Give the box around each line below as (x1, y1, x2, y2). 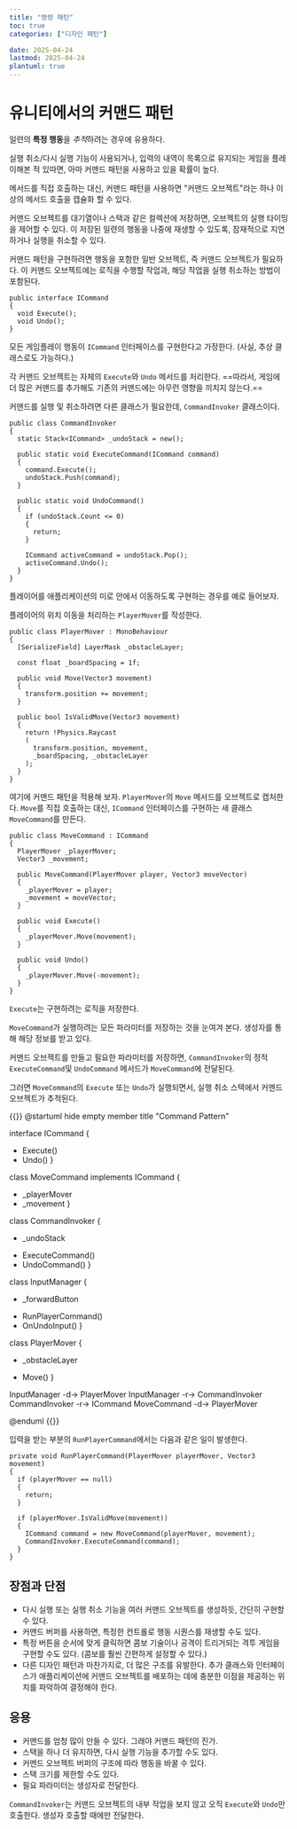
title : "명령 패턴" (9, 12, 74, 22)
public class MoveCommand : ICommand (9, 831, 149, 840)
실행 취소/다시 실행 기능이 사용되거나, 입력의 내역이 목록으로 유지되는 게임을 (9, 153, 270, 163)
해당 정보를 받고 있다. (18, 1032, 92, 1043)
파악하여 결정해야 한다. (38, 1682, 118, 1692)
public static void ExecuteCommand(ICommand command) (17, 450, 220, 459)
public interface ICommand (9, 294, 109, 302)
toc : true (9, 21, 46, 30)
